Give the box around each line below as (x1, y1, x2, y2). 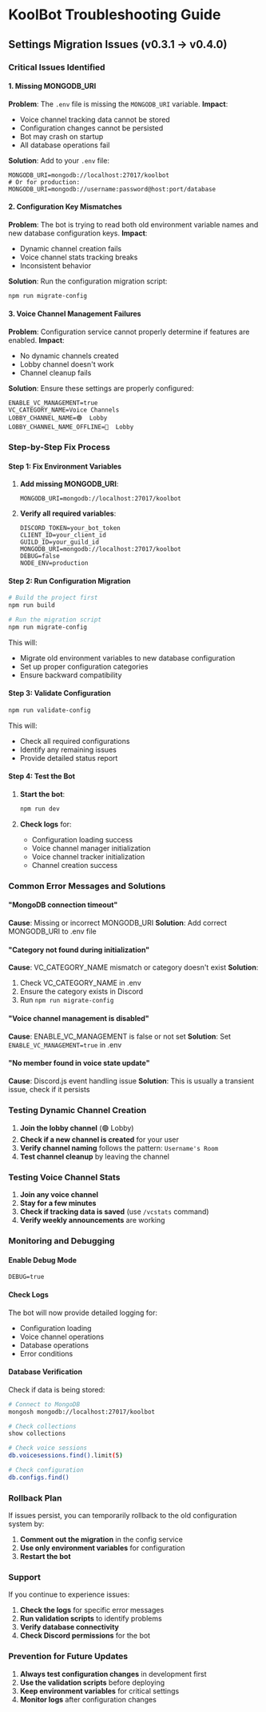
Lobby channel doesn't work (19, 359, 114, 369)
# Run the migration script (8, 616, 102, 624)
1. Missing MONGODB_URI (8, 82, 97, 91)
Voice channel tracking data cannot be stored (19, 115, 170, 124)
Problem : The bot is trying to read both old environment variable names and (8, 219, 259, 229)
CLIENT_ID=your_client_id (19, 531, 106, 540)
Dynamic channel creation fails (19, 243, 122, 253)
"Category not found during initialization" (8, 945, 150, 954)
